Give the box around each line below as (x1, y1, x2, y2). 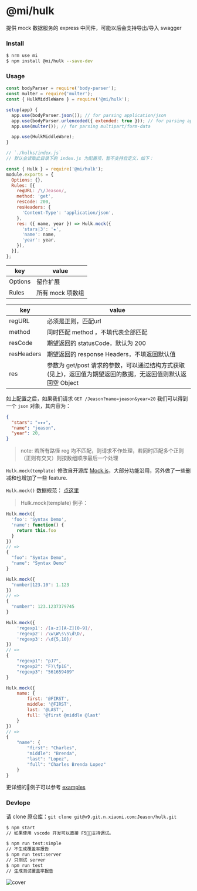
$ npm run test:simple (6, 840, 62, 847)
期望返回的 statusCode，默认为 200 (46, 339, 147, 347)
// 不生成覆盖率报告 (6, 846, 49, 852)
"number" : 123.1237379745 (11, 604, 75, 609)
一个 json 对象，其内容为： (6, 402, 72, 409)
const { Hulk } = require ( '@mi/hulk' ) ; (6, 166, 104, 172)
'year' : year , (21, 237, 57, 243)
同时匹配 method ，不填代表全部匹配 (46, 328, 148, 336)
